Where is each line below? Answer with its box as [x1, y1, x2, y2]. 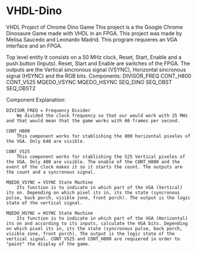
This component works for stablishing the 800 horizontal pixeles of [16, 133, 191, 139]
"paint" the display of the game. [6, 241, 91, 247]
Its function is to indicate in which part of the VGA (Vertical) [16, 184, 183, 190]
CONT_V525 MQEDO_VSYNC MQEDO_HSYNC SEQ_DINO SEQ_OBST [6, 78, 172, 86]
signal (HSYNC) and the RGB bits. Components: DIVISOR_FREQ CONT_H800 [6, 72, 192, 79]
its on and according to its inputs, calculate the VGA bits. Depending [6, 220, 188, 227]
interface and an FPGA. [6, 42, 63, 49]
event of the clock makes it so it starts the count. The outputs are [6, 164, 183, 170]
